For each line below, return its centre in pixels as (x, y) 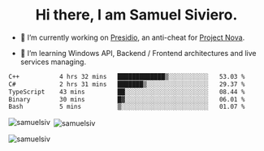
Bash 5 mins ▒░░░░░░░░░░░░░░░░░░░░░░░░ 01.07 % (127, 107)
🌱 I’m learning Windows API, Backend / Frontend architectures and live (138, 53)
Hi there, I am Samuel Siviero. (136, 15)
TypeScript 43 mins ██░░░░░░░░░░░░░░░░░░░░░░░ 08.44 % (127, 92)
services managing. (53, 62)
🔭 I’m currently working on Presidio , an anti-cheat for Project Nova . (132, 37)
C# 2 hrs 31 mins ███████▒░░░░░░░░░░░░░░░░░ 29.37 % (127, 84)
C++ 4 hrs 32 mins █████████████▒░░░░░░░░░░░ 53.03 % (127, 76)
